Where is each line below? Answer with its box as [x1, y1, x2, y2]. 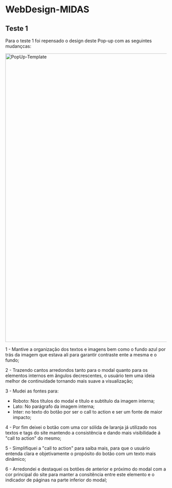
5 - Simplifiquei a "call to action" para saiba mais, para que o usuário [5, 445, 150, 451]
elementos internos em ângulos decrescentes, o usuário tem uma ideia [5, 372, 155, 379]
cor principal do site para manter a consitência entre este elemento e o [5, 472, 155, 477]
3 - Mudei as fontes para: [5, 388, 59, 394]
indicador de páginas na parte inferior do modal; [5, 477, 107, 483]
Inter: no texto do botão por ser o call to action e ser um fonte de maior [12, 409, 163, 415]
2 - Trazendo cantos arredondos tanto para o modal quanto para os [5, 367, 148, 373]
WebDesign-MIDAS [5, 4, 90, 15]
